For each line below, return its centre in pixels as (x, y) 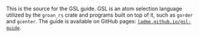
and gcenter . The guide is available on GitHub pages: (71, 21)
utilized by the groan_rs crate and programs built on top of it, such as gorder (99, 15)
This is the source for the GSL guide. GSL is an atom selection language (94, 9)
